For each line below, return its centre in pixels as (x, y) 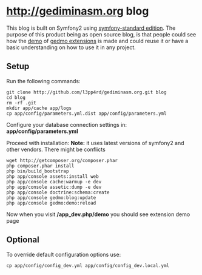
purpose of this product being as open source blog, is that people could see (101, 34)
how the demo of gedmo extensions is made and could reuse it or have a (97, 41)
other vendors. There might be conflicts (56, 149)
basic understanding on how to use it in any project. (71, 47)
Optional (23, 240)
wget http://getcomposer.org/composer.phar (62, 160)
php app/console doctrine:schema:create (58, 192)
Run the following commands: (43, 81)
